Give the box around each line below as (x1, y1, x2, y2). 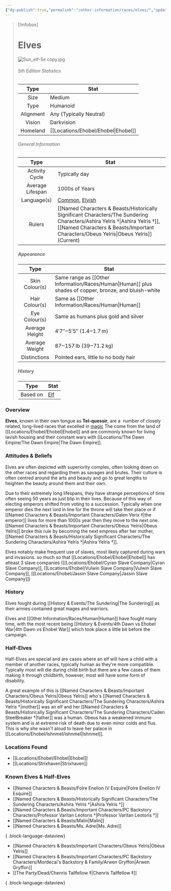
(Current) (58, 237, 80, 244)
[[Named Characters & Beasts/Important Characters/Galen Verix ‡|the (5, 512, 152, 518)
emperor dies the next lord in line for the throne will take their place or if (5, 506, 156, 513)
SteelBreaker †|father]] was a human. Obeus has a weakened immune (5, 715, 152, 721)
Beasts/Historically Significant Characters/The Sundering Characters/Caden (5, 709, 165, 716)
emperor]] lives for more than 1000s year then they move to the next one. (5, 517, 159, 523)
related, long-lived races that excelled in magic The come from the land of (5, 423, 161, 429)
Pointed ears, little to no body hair (54, 353, 135, 361)
